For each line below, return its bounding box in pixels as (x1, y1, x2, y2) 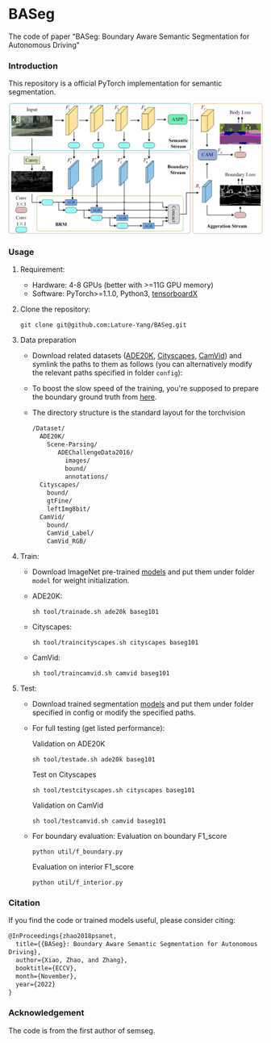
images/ (65, 457, 91, 465)
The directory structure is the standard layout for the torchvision (31, 407, 246, 417)
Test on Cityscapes (31, 770, 97, 779)
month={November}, (15, 973, 78, 981)
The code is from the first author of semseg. (8, 1025, 156, 1035)
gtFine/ (47, 497, 73, 505)
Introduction (8, 60, 58, 71)
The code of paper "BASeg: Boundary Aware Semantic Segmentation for (8, 31, 250, 41)
